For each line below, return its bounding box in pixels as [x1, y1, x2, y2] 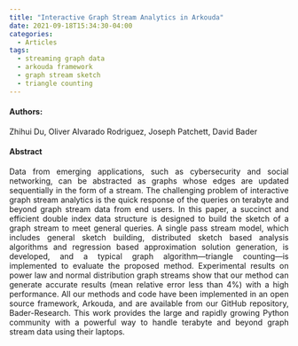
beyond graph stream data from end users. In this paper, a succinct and [9, 204, 289, 215]
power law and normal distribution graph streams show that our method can [9, 270, 289, 280]
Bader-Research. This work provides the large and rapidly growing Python [9, 308, 289, 318]
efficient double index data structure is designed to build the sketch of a [9, 214, 289, 224]
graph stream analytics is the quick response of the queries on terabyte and [9, 194, 289, 205]
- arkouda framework [17, 63, 93, 72]
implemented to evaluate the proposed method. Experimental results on [9, 261, 289, 271]
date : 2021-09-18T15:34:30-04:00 [9, 21, 133, 30]
